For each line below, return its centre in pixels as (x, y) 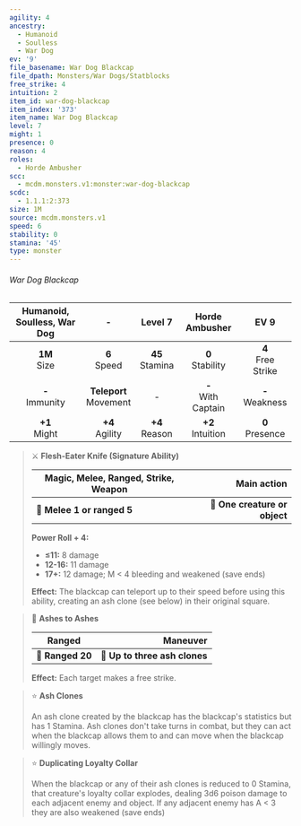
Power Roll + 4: (60, 538)
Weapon (109, 490)
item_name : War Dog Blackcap (64, 117)
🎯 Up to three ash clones (154, 656)
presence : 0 (31, 143)
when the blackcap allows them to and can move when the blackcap (157, 735)
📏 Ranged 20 (64, 656)
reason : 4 (28, 151)
